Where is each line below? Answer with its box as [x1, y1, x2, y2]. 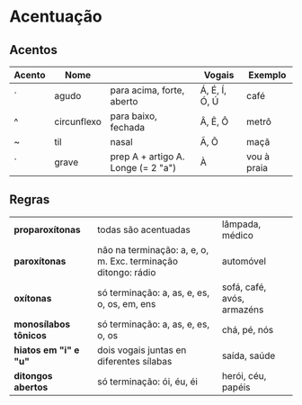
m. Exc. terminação [97, 255, 178, 267]
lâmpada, [221, 218, 262, 230]
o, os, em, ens [97, 297, 156, 310]
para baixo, [110, 110, 157, 122]
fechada [110, 121, 146, 133]
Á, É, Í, [200, 84, 227, 96]
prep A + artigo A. [110, 150, 185, 163]
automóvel [221, 255, 267, 267]
